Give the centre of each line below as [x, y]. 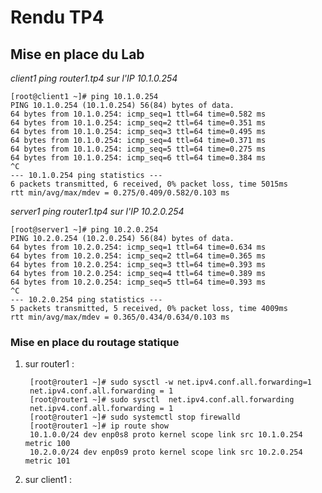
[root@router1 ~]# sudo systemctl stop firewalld [135, 417]
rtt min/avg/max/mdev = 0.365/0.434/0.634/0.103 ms [120, 317]
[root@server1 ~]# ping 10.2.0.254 [84, 230]
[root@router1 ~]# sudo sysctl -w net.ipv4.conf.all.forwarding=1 [170, 382]
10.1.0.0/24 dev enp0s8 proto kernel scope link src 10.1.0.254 [166, 435]
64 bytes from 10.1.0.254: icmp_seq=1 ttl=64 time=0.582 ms [138, 114]
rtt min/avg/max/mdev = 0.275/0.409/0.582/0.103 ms [120, 193]
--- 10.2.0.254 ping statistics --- [86, 300]
